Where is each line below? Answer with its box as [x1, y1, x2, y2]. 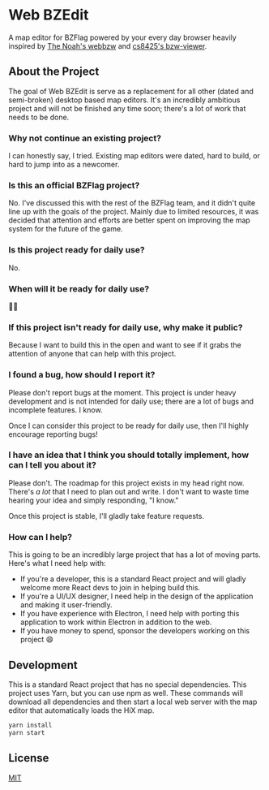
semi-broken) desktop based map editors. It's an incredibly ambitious [8, 95, 241, 105]
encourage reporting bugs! [8, 429, 99, 439]
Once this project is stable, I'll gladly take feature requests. [8, 511, 205, 520]
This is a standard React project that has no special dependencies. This [8, 680, 247, 689]
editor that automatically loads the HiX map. [8, 705, 155, 715]
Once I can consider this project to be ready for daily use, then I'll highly [8, 421, 250, 430]
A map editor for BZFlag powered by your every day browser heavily [8, 32, 237, 42]
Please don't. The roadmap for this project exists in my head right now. [8, 477, 245, 488]
